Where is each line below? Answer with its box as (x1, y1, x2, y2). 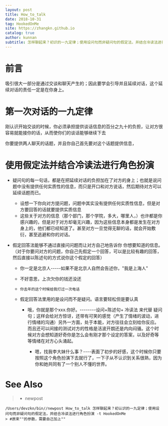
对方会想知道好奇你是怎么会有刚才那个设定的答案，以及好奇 (31, 332, 155, 338)
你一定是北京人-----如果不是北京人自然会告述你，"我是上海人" (19, 265, 148, 271)
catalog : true (5, 30, 35, 35)
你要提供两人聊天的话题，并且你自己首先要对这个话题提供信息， (5, 140, 136, 146)
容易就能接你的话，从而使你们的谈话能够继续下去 (5, 129, 106, 135)
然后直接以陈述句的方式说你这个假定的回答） (12, 254, 105, 260)
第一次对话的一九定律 (5, 106, 93, 117)
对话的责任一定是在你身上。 (9, 86, 66, 92)
